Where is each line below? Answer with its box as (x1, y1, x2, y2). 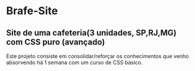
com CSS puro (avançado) (6, 37, 105, 47)
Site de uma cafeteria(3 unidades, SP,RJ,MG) (6, 28, 177, 38)
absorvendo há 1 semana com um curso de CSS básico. (6, 59, 143, 66)
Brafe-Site (6, 4, 58, 18)
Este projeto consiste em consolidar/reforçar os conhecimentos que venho (6, 53, 189, 60)
